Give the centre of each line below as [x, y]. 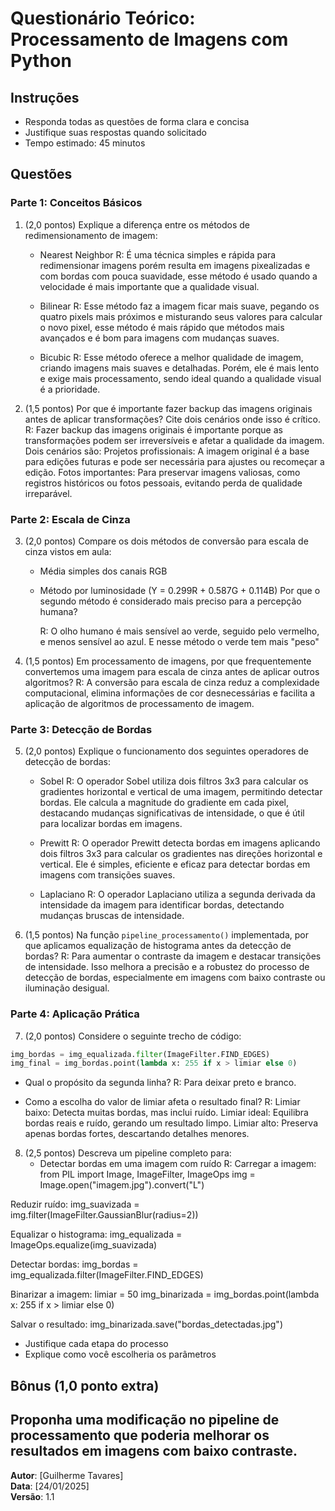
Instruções [45, 97]
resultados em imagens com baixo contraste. [154, 1451]
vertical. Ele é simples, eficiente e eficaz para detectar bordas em [175, 864]
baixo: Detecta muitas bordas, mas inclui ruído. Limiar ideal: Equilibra [166, 1113]
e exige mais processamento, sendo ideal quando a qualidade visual [180, 378]
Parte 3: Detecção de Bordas [81, 729]
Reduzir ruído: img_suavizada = [75, 1204]
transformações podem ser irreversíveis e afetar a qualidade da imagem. [174, 440]
